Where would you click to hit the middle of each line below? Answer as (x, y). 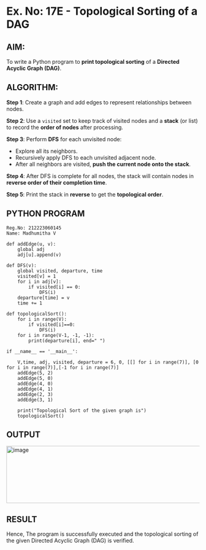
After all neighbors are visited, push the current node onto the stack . (103, 164)
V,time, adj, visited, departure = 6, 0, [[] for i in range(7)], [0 (108, 362)
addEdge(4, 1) (35, 389)
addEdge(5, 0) (35, 378)
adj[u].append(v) (40, 255)
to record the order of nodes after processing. (65, 127)
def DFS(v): (21, 265)
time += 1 (30, 303)
